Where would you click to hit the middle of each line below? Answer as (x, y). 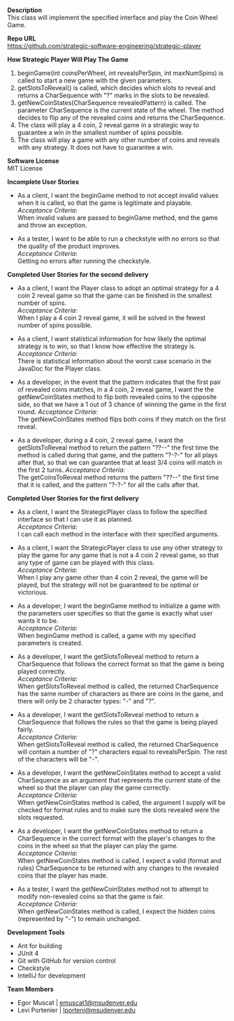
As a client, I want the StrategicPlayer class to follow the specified (112, 512)
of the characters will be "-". (58, 759)
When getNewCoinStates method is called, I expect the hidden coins (116, 911)
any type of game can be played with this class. (86, 563)
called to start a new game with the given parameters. (95, 80)
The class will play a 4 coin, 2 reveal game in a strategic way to (108, 125)
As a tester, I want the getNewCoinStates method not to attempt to (113, 889)
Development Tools (36, 932)
